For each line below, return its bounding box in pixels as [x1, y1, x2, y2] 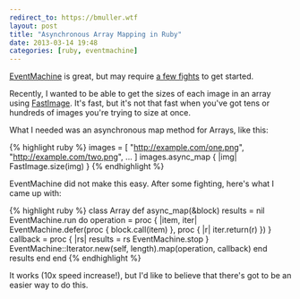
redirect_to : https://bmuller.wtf [9, 13, 139, 22]
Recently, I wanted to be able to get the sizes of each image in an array [9, 89, 271, 99]
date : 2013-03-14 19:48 [9, 38, 99, 47]
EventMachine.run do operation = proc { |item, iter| [9, 215, 198, 226]
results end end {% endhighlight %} [9, 252, 141, 264]
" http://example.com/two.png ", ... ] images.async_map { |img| [9, 151, 237, 162]
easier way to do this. [9, 279, 89, 291]
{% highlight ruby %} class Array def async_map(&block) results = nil [9, 205, 265, 216]
